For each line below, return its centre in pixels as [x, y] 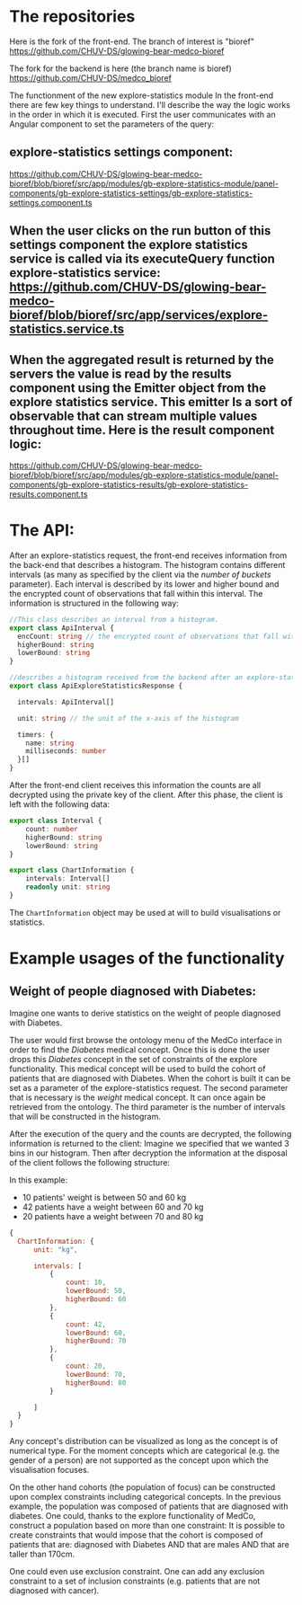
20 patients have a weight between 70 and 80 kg [113, 1216]
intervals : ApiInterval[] [66, 702]
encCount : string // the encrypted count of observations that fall [148, 636]
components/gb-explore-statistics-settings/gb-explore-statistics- [131, 193]
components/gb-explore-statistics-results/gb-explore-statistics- [129, 484]
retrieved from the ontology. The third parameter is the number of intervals [147, 1106]
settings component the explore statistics [129, 245]
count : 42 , [86, 1324]
